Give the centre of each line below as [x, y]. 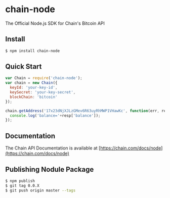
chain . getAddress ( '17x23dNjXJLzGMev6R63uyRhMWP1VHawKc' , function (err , [82, 111]
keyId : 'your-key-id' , [34, 88]
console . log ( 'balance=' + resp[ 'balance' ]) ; [55, 115]
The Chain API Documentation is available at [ [53, 148]
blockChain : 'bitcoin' [34, 97]
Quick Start [24, 67]
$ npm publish [20, 181]
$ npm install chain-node [32, 51]
